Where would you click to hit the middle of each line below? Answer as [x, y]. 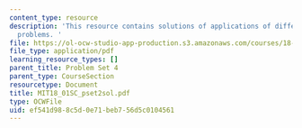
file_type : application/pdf [62, 51]
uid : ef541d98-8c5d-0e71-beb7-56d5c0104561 [92, 110]
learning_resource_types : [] [64, 59]
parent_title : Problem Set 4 [64, 69]
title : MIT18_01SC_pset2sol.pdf [70, 93]
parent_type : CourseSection [62, 77]
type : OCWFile [36, 101]
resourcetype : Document [54, 85]
